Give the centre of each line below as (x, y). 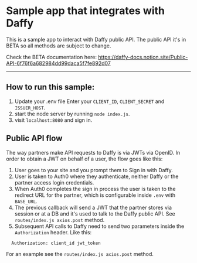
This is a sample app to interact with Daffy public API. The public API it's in (96, 39)
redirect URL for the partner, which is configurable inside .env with (95, 195)
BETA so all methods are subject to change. (59, 46)
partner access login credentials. (54, 182)
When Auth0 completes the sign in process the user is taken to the (95, 189)
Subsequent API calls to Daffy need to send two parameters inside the (99, 226)
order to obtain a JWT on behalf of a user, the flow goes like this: (84, 159)
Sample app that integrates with (86, 11)
